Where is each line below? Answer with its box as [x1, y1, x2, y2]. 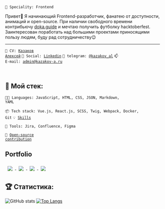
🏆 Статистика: [5, 183, 54, 191]
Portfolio [5, 150, 32, 159]
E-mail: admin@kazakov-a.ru [5, 59, 63, 64]
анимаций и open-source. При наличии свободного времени [5, 19, 133, 24]
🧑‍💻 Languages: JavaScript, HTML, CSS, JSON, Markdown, [5, 95, 120, 100]
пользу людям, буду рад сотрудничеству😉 [5, 35, 96, 40]
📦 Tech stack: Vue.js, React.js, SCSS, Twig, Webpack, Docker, [5, 108, 139, 113]
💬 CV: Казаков [5, 48, 34, 53]
